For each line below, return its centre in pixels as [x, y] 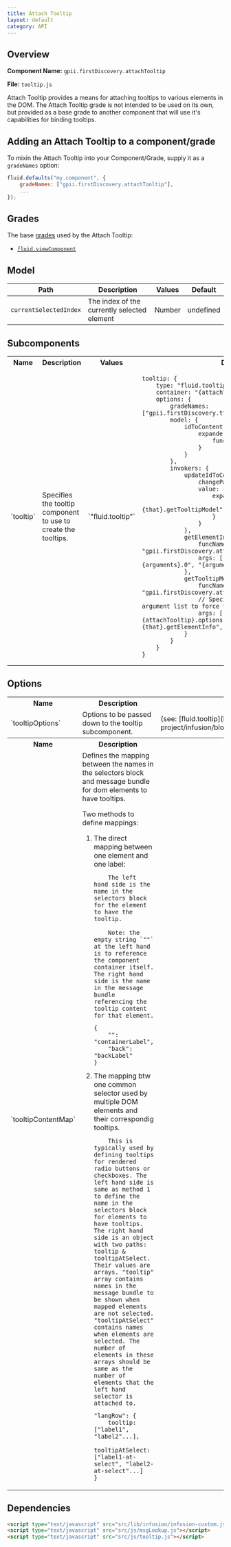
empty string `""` [124, 939]
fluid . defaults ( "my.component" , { [57, 178]
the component [117, 960]
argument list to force [181, 606]
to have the [113, 912]
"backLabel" [113, 1055]
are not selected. [124, 1313]
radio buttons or [122, 1168]
